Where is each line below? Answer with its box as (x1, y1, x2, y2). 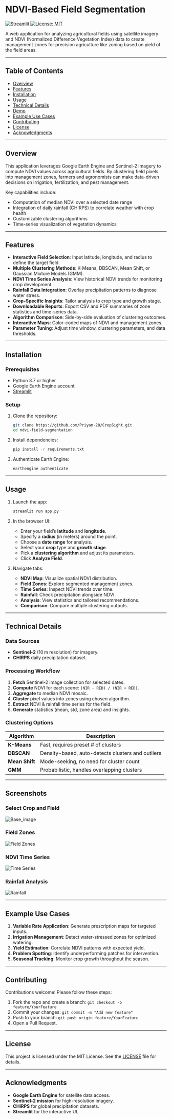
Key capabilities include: (5, 189, 57, 195)
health (12, 210, 27, 216)
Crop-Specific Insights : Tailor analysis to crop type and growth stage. (12, 298, 161, 304)
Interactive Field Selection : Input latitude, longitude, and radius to (12, 254, 153, 260)
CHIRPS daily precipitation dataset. (12, 655, 87, 661)
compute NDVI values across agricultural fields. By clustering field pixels (5, 168, 159, 174)
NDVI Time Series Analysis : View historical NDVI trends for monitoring (12, 276, 163, 282)
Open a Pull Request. (12, 1020, 57, 1026)
